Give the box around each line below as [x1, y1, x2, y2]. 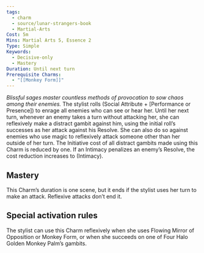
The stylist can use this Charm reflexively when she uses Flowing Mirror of [6, 227, 194, 234]
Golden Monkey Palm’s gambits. [6, 240, 87, 247]
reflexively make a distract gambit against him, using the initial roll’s [6, 120, 176, 127]
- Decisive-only [12, 54, 53, 61]
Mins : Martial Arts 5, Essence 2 [6, 37, 92, 43]
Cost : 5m [6, 32, 29, 38]
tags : [6, 9, 20, 15]
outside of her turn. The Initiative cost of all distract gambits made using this [6, 139, 199, 147]
